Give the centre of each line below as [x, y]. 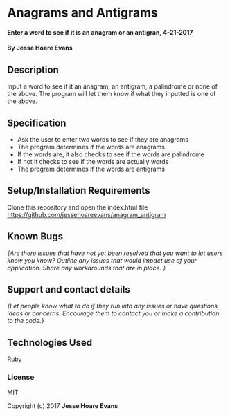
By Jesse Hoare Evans [40, 48]
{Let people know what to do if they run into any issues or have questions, [113, 306]
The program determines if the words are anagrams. [92, 147]
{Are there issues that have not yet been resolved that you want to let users [115, 253]
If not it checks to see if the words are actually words [93, 161]
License [21, 377]
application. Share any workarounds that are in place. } [87, 268]
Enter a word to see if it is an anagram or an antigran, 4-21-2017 [100, 32]
